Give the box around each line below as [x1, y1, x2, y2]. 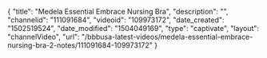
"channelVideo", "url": [7, 32, 81, 41]
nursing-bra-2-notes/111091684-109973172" [7, 41, 153, 50]
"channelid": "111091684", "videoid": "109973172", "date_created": [7, 15, 225, 25]
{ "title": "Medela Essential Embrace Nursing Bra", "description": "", [7, 7, 229, 16]
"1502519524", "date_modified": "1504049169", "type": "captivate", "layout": [7, 24, 260, 33]
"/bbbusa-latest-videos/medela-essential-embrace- [82, 32, 253, 41]
